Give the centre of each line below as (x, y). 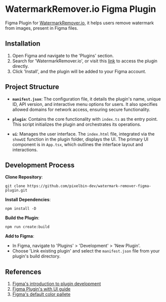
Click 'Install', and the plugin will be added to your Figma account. (79, 71)
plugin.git (16, 191)
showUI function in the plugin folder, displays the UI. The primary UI (80, 139)
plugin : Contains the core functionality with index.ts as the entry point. (85, 119)
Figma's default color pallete (41, 294)
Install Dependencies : (28, 200)
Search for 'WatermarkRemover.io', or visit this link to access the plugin (85, 61)
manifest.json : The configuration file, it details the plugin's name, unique (86, 99)
